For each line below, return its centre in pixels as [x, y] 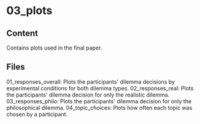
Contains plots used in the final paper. [54, 48]
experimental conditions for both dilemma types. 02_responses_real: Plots [100, 88]
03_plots [29, 11]
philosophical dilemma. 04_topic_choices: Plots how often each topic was [99, 108]
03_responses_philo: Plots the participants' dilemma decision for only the [99, 101]
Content [22, 33]
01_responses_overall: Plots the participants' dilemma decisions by [90, 82]
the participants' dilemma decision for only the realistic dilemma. [88, 95]
